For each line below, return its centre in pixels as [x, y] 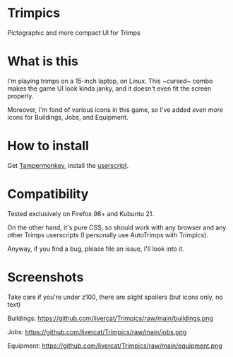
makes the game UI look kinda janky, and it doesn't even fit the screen [109, 88]
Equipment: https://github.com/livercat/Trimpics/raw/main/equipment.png [115, 346]
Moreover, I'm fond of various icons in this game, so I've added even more [115, 109]
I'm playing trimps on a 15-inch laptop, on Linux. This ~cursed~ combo [110, 81]
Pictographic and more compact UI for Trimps [74, 33]
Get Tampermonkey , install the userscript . [68, 165]
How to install [48, 146]
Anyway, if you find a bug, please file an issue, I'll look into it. [96, 249]
